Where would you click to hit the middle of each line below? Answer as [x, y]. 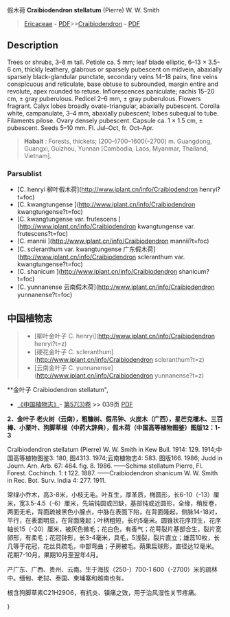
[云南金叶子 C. [54, 367]
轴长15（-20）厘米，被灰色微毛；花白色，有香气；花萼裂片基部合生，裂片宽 [114, 529]
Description [33, 46]
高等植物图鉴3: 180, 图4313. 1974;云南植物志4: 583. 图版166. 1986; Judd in [118, 458]
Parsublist [25, 173]
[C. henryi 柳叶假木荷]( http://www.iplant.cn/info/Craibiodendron [107, 190]
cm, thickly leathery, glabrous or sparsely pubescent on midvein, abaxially [117, 69]
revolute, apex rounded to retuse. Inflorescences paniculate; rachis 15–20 [111, 91]
